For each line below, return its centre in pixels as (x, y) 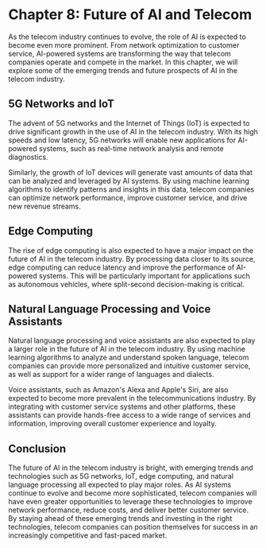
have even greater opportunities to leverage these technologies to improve (130, 502)
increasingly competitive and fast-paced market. (88, 535)
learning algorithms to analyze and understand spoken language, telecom (129, 358)
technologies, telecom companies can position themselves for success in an (133, 527)
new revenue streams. (44, 206)
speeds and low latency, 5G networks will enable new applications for (122, 140)
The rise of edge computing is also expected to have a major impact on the (131, 250)
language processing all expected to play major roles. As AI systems (120, 485)
